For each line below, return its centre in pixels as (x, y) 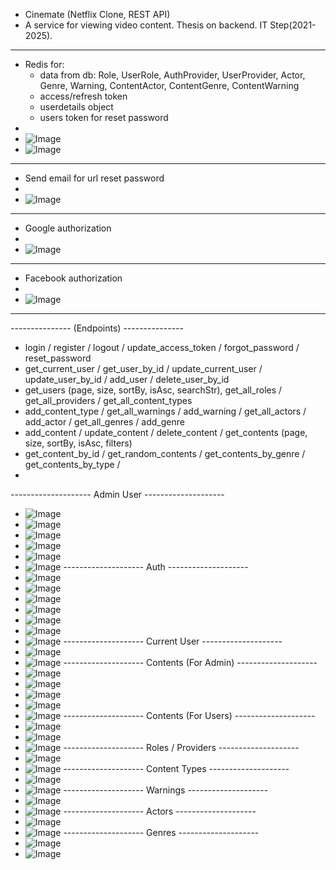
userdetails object (76, 107)
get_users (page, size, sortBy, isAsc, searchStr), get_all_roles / (153, 390)
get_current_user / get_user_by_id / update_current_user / (143, 368)
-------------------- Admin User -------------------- (117, 494)
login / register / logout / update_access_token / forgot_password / (162, 347)
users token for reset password (104, 117)
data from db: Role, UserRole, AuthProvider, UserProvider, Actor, (172, 75)
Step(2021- (293, 25)
